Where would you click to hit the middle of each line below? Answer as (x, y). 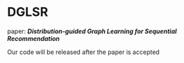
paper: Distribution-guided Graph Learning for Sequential (92, 31)
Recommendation (34, 38)
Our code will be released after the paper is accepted (83, 52)
